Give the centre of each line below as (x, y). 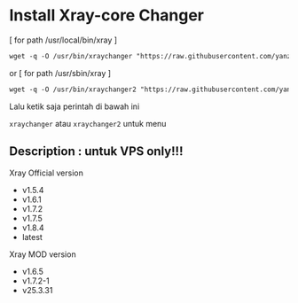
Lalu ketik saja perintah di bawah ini (74, 106)
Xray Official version (47, 173)
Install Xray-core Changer (107, 16)
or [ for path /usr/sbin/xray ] (60, 73)
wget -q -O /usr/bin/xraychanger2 (73, 89)
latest (32, 237)
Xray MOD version (43, 254)
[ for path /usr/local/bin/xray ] (63, 40)
